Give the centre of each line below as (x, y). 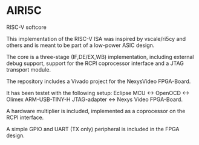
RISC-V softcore (26, 27)
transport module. (29, 69)
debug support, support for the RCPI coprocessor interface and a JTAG (95, 63)
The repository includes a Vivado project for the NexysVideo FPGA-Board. (99, 81)
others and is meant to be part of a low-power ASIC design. (80, 45)
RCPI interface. (25, 117)
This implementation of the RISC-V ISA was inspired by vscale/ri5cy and (96, 39)
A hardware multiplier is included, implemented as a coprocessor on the (96, 111)
